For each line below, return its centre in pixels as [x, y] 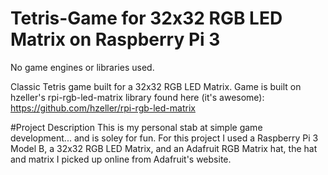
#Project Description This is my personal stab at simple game [136, 127]
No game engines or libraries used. [82, 67]
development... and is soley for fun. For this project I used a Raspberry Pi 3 [164, 138]
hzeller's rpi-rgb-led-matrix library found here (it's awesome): [137, 97]
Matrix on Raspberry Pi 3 [115, 39]
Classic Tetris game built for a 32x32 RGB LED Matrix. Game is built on [156, 86]
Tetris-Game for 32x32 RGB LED [146, 18]
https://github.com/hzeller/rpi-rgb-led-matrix [103, 108]
